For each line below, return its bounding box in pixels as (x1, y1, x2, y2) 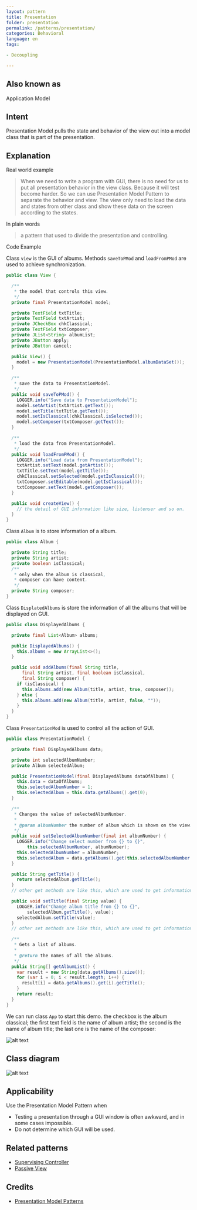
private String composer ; (11, 588, 75, 594)
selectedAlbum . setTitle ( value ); (16, 914, 96, 921)
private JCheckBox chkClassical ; (11, 321, 93, 327)
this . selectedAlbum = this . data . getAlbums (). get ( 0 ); (16, 790, 148, 796)
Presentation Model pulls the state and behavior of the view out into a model (6, 127, 191, 134)
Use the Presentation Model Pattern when (6, 1102, 107, 1109)
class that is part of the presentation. (6, 134, 95, 141)
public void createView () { (11, 500, 80, 507)
